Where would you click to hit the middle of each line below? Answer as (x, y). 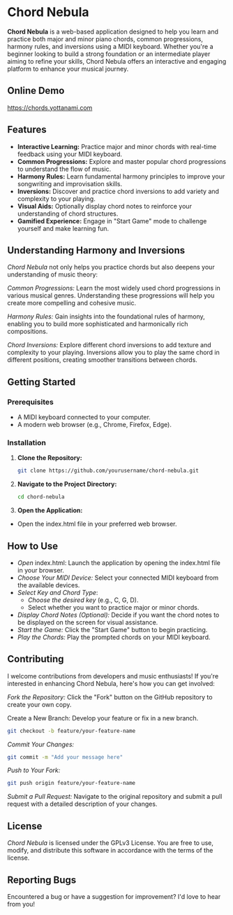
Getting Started (42, 382)
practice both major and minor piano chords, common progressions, (105, 39)
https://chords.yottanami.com (50, 107)
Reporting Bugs (42, 880)
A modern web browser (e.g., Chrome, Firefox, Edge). (95, 425)
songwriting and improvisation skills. (70, 183)
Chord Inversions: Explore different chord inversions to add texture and (109, 345)
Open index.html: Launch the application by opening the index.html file (119, 563)
